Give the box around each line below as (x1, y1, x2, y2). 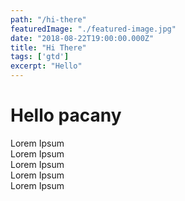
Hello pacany (10, 104, 122, 127)
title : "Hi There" (10, 42, 87, 53)
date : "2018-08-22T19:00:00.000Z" (10, 33, 155, 43)
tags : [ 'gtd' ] (10, 52, 70, 62)
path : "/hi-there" (10, 14, 87, 25)
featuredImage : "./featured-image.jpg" (10, 24, 177, 34)
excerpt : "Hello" (10, 61, 83, 71)
